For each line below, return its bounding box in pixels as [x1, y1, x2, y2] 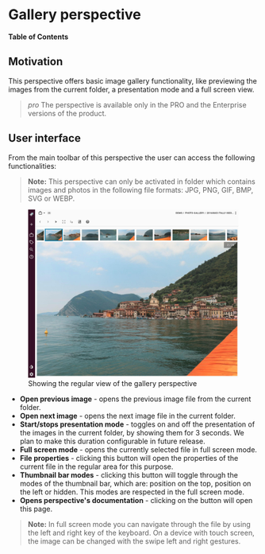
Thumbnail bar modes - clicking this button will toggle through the [19, 470, 238, 479]
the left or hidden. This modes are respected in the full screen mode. [19, 487, 244, 497]
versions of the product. [27, 108, 107, 118]
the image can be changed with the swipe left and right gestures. [27, 536, 241, 546]
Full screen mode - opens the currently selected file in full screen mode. [19, 444, 258, 455]
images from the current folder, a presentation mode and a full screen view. [8, 84, 255, 94]
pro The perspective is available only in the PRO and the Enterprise [27, 99, 248, 109]
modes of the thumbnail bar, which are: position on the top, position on [19, 478, 252, 488]
